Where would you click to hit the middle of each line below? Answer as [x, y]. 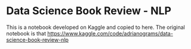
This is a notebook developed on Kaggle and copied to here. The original [95, 27]
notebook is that [26, 33]
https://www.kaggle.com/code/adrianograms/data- [110, 33]
